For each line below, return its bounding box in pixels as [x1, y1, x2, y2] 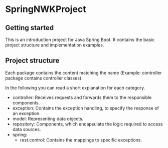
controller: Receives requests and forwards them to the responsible [12, 94, 152, 100]
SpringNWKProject [5, 3, 86, 15]
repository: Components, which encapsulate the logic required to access [12, 121, 163, 127]
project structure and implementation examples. [5, 42, 104, 48]
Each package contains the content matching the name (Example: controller [5, 69, 162, 75]
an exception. [12, 110, 41, 116]
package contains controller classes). [5, 75, 83, 81]
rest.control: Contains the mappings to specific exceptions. [20, 136, 142, 143]
